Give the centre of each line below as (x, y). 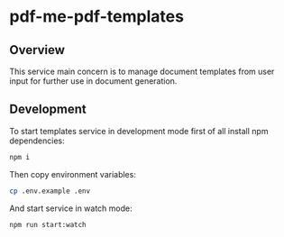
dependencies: (37, 141)
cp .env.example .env (50, 191)
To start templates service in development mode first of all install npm (139, 131)
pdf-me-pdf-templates (97, 17)
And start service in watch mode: (71, 208)
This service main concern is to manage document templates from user (142, 71)
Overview (37, 50)
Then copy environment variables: (73, 174)
